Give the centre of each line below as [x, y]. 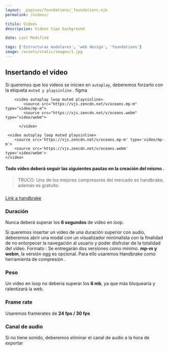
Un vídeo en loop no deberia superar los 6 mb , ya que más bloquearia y [80, 284]
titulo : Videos [21, 24]
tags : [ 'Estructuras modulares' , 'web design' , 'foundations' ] [74, 47]
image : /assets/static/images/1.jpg [44, 52]
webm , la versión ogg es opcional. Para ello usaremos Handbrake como [80, 254]
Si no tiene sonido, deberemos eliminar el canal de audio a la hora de [77, 337]
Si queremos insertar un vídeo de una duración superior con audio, [75, 232]
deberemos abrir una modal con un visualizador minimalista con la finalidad [84, 238]
